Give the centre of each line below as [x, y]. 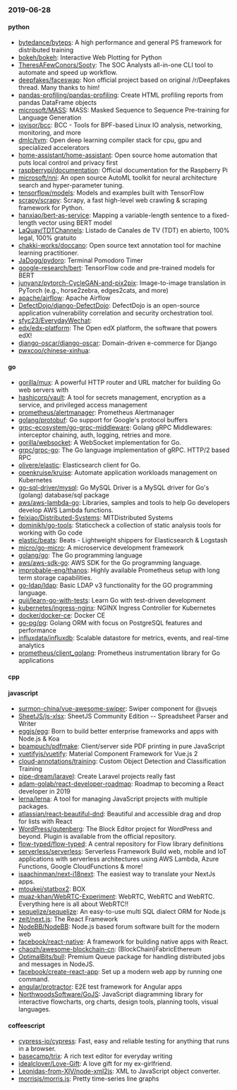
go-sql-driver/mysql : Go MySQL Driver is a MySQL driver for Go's [114, 488]
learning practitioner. [49, 253]
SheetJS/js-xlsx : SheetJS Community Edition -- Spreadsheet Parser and [123, 717]
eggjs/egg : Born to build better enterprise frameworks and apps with [118, 731]
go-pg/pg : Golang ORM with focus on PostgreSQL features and [110, 623]
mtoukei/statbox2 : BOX [52, 889]
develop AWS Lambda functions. [66, 510]
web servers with [43, 390]
